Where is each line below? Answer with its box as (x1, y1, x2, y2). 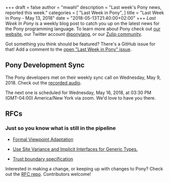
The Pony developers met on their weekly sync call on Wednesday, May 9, (5, 74, 161, 80)
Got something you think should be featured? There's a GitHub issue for (5, 41, 156, 47)
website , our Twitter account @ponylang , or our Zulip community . (5, 31, 143, 37)
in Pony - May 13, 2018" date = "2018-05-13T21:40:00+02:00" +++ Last (5, 15, 156, 21)
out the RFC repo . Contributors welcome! (5, 171, 91, 177)
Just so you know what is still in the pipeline (5, 125, 116, 132)
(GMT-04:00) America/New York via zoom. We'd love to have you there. (5, 95, 156, 101)
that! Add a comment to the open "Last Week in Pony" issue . (5, 47, 132, 52)
